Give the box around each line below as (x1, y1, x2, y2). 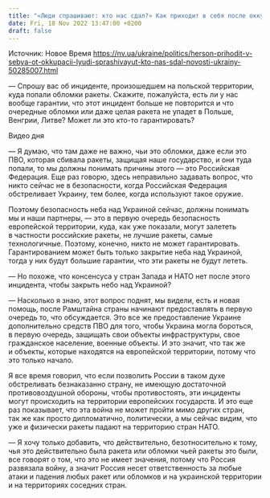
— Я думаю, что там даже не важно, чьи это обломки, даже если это (8, 146, 247, 157)
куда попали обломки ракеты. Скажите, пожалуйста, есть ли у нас (8, 90, 239, 100)
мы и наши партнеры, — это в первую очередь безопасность (8, 214, 221, 223)
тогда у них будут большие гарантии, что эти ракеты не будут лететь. (8, 256, 248, 266)
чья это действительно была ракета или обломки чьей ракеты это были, (8, 447, 259, 456)
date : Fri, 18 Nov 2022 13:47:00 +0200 (8, 19, 142, 27)
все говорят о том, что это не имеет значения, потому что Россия (8, 455, 235, 464)
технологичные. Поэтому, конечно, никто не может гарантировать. (8, 239, 240, 249)
